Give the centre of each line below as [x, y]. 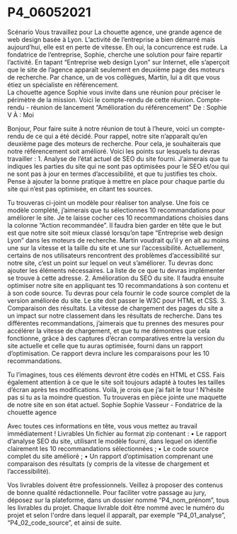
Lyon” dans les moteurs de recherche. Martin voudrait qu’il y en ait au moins [118, 240]
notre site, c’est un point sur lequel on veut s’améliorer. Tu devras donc [110, 262]
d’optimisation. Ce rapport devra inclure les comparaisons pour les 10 [109, 353]
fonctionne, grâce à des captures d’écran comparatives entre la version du [116, 338]
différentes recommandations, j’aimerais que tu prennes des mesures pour [116, 323]
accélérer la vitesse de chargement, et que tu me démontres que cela [109, 330]
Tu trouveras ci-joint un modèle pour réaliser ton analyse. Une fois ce [108, 202]
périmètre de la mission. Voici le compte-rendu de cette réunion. [101, 99]
